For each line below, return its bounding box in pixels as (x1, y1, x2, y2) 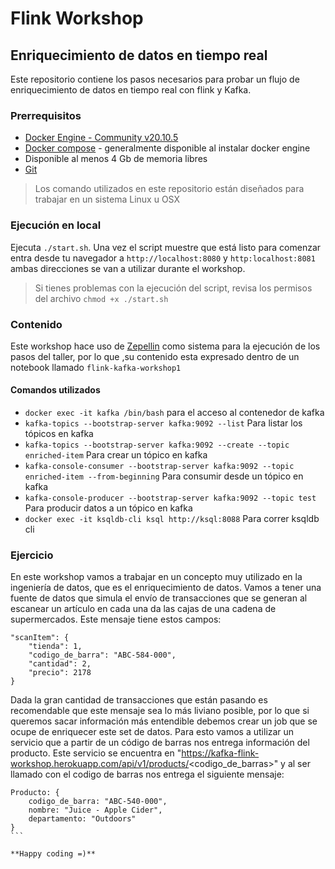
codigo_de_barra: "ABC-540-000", (28, 797, 168, 807)
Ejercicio (10, 548, 54, 562)
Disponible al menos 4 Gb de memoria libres (24, 153, 208, 165)
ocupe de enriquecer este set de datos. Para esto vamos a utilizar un (10, 726, 295, 738)
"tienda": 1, (28, 642, 83, 652)
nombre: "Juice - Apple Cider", (28, 805, 163, 816)
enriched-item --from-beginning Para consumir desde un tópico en (24, 470, 304, 482)
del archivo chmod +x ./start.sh (34, 292, 169, 304)
